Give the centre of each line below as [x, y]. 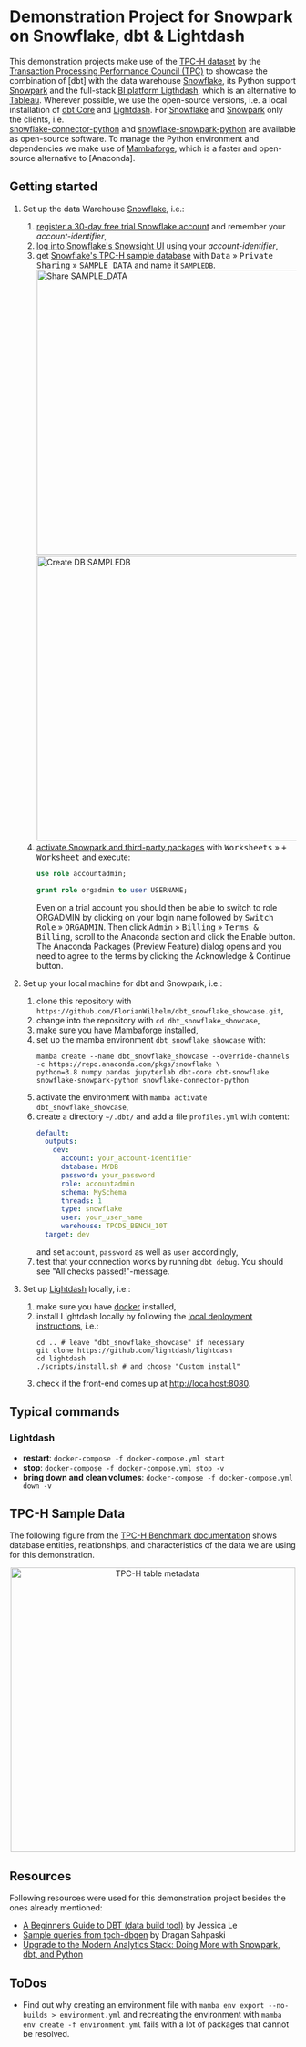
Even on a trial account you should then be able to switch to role [157, 907]
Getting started [54, 187]
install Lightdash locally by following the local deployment [144, 1316]
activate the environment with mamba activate [122, 1097]
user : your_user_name [102, 1217]
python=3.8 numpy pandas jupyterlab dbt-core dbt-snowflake [153, 1072]
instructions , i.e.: [67, 1326]
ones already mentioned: [56, 1908]
